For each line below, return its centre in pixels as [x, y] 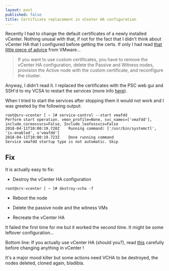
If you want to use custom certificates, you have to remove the [82, 60]
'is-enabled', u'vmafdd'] [32, 133]
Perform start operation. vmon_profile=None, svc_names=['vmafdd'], [79, 120]
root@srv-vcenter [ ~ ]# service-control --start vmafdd [66, 115]
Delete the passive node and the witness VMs [60, 208]
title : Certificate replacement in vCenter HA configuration [71, 19]
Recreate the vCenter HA [38, 217]
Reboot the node [30, 198]
